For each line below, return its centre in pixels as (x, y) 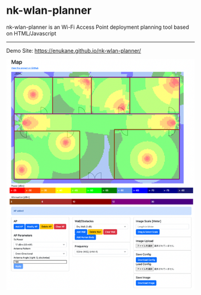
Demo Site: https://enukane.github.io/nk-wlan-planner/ (74, 50)
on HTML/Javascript (31, 33)
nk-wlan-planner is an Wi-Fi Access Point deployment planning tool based (98, 27)
